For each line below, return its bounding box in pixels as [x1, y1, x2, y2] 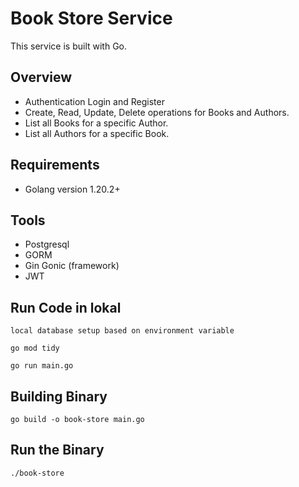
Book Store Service [10, 7, 173, 30]
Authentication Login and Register [24, 95, 165, 107]
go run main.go [10, 361, 74, 371]
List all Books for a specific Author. [24, 117, 169, 129]
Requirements [10, 157, 100, 174]
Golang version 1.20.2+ [24, 183, 121, 195]
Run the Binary [10, 442, 105, 459]
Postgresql [24, 238, 70, 251]
